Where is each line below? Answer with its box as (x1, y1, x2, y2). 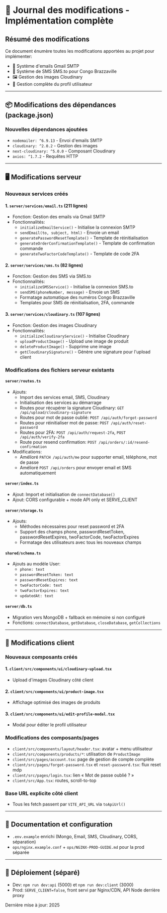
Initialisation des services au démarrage (19, 399, 102, 405)
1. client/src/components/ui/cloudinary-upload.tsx (5, 666, 112, 672)
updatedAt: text (19, 594, 54, 599)
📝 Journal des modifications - (5, 4, 130, 16)
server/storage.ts (5, 508, 43, 513)
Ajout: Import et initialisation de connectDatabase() (12, 491, 115, 497)
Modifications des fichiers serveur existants (5, 366, 115, 373)
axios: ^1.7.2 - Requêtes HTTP (12, 153, 79, 159)
